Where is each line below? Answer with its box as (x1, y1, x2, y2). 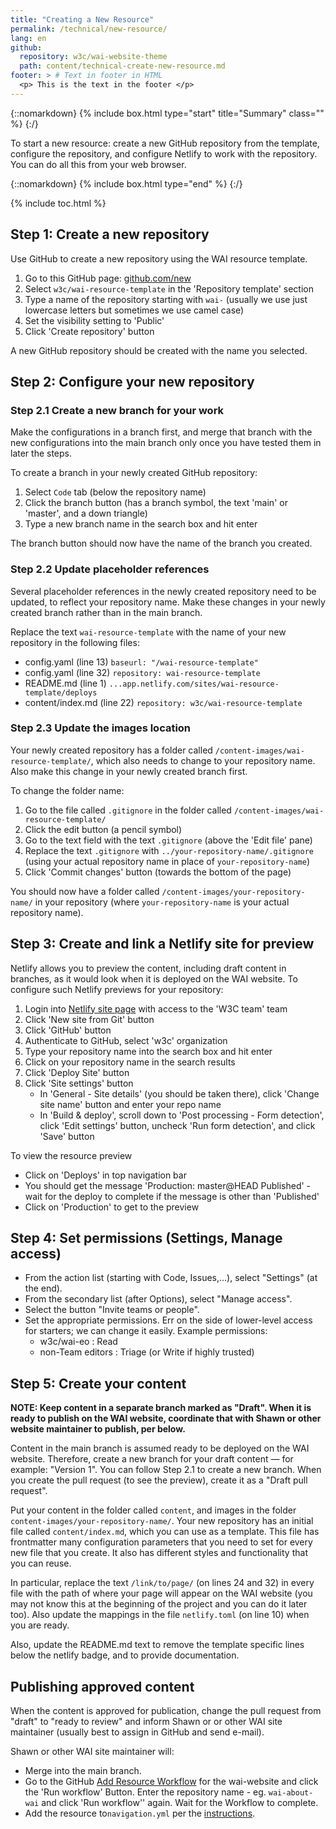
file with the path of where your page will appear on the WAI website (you (10, 1587, 313, 1600)
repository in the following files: (10, 636, 140, 648)
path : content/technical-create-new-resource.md (19, 61, 226, 71)
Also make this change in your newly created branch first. (10, 765, 248, 777)
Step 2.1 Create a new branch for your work (10, 403, 225, 417)
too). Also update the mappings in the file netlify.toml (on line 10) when (10, 1609, 310, 1621)
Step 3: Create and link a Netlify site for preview (10, 936, 315, 953)
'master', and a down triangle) (24, 507, 148, 520)
